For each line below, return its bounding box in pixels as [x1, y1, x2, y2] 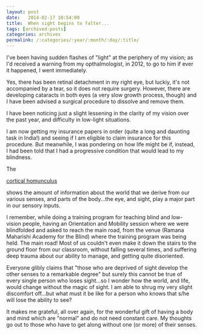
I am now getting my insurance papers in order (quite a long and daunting [6, 128, 190, 135]
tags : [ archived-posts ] [6, 26, 67, 32]
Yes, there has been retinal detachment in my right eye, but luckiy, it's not [6, 78, 190, 86]
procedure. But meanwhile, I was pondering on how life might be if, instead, [6, 141, 195, 148]
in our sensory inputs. [6, 202, 61, 209]
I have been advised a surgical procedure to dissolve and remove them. [6, 98, 185, 105]
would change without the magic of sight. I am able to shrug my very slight [6, 284, 193, 290]
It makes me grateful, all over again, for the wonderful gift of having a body [6, 308, 193, 315]
